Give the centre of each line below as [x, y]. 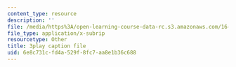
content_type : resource [42, 14]
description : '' [31, 20]
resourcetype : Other [38, 40]
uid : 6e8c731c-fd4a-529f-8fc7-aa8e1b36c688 [72, 53]
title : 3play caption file [47, 46]
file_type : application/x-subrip [56, 33]
